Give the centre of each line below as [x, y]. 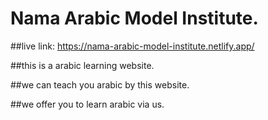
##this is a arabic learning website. [82, 65]
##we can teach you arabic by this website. [100, 84]
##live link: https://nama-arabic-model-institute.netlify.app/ [132, 46]
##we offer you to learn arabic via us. [87, 104]
